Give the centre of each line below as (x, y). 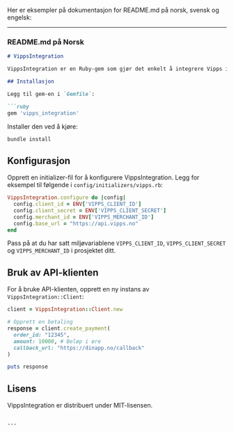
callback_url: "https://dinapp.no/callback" (79, 348)
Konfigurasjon (39, 160)
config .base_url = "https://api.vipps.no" (76, 223)
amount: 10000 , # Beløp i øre (57, 341)
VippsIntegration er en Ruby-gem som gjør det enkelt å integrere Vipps (115, 69)
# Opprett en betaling (40, 322)
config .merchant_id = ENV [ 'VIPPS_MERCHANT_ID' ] (84, 217)
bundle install (29, 139)
